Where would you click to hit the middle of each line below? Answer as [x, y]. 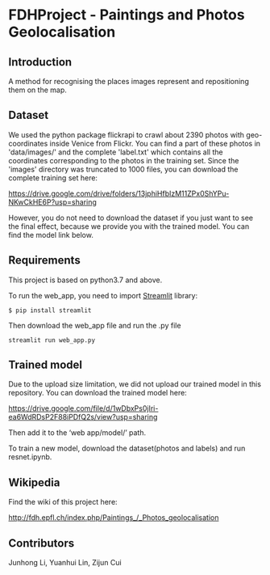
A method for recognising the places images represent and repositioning [129, 81]
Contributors [42, 543]
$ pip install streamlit [50, 310]
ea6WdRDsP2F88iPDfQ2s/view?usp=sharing [83, 417]
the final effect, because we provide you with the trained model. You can [129, 226]
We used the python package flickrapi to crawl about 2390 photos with [126, 134]
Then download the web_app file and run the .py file [95, 325]
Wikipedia [34, 482]
